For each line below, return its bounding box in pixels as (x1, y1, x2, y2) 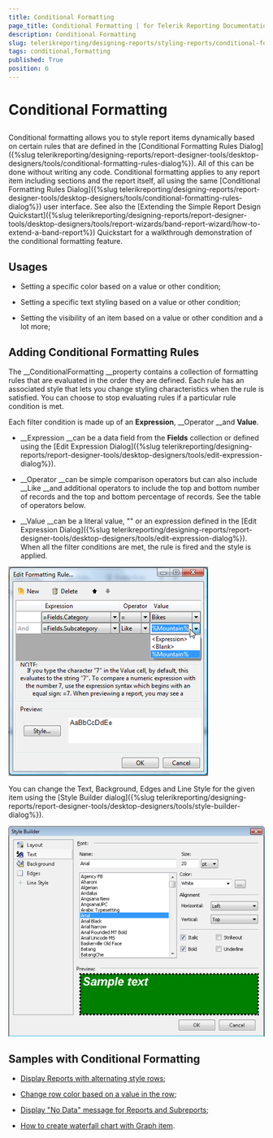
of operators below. (19, 501, 86, 510)
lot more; (19, 322, 51, 332)
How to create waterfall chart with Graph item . (19, 1121, 175, 1131)
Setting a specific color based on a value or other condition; (19, 281, 221, 292)
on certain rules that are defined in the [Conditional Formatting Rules (8, 141, 238, 151)
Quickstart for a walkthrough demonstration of (97, 228, 253, 237)
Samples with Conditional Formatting (8, 1052, 201, 1066)
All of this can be (197, 159, 254, 168)
